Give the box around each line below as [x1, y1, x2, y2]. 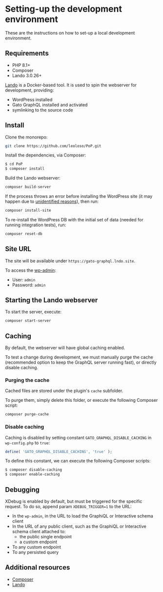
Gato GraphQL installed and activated [12, 101, 88, 108]
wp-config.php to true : [5, 440, 50, 446]
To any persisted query [12, 550, 59, 555]
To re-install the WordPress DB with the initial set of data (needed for [5, 217, 143, 222]
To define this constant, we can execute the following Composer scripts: [5, 458, 151, 464]
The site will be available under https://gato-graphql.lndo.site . [5, 257, 136, 264]
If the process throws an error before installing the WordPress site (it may [5, 194, 153, 199]
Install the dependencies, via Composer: [5, 152, 86, 158]
